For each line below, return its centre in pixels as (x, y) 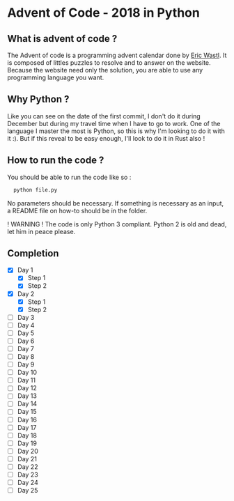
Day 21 (27, 458)
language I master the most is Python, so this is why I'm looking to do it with (116, 131)
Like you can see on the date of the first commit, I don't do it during (104, 116)
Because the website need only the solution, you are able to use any (105, 70)
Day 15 (27, 412)
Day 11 (26, 380)
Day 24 (28, 483)
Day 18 (27, 435)
